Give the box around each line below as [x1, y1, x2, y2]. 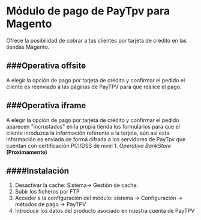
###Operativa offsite [6, 61, 86, 71]
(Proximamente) [6, 148, 48, 156]
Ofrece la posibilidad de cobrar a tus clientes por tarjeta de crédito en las [6, 37, 187, 44]
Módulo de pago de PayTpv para [6, 4, 170, 18]
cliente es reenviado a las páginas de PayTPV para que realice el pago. [6, 83, 182, 90]
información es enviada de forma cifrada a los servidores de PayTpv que [6, 135, 186, 142]
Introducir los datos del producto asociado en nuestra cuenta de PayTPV [14, 207, 195, 215]
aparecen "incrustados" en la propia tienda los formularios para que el [6, 123, 180, 130]
